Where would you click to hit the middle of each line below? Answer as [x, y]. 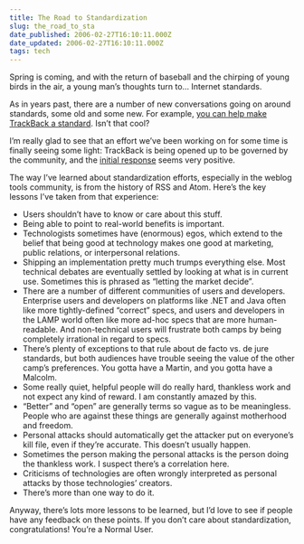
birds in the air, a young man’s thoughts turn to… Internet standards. [136, 87]
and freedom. [48, 426]
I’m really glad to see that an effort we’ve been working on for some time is [149, 141]
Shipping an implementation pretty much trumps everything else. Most [154, 262]
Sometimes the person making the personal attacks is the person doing [156, 455]
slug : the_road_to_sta [52, 26]
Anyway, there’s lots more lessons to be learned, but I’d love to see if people [151, 511]
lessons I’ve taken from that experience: [84, 197]
